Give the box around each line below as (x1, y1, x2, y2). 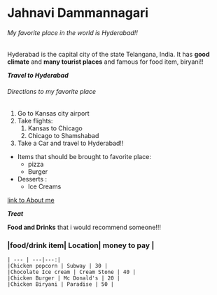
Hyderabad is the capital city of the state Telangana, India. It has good (7, 50, 210, 59)
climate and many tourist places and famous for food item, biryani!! (7, 57, 204, 66)
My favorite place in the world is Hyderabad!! (7, 28, 138, 36)
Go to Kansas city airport (17, 109, 90, 117)
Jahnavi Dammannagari (7, 5, 149, 21)
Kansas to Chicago (27, 124, 83, 132)
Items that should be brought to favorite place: (17, 152, 152, 160)
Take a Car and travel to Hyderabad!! (17, 139, 124, 147)
